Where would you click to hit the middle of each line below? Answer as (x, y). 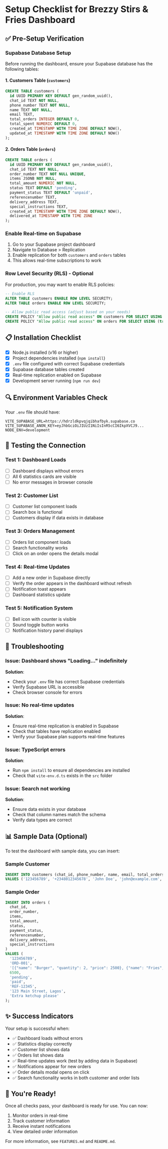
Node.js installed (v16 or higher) (45, 352)
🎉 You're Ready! (31, 1094)
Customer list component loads (45, 507)
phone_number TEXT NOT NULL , (40, 105)
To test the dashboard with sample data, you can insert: (62, 851)
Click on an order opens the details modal (55, 553)
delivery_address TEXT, (34, 202)
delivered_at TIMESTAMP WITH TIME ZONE (51, 216)
